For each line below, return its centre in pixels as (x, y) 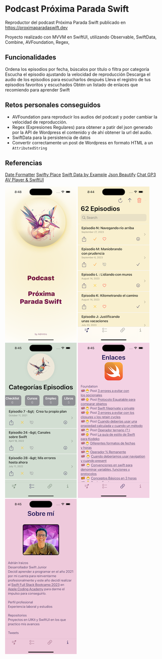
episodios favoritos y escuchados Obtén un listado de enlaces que (72, 85)
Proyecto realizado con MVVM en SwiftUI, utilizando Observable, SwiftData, (81, 37)
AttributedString (30, 148)
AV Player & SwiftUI (24, 180)
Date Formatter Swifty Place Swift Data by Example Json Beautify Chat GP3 (81, 175)
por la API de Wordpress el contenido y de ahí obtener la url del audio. (82, 132)
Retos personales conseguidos (53, 105)
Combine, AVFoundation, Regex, (37, 42)
